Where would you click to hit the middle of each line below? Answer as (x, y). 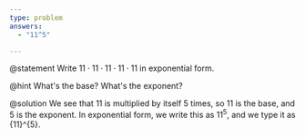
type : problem (36, 18)
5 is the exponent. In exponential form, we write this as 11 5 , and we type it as (152, 114)
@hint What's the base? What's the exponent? (97, 86)
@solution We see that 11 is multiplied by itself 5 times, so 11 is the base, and (152, 103)
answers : (26, 26)
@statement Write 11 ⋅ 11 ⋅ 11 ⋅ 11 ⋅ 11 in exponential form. (112, 68)
